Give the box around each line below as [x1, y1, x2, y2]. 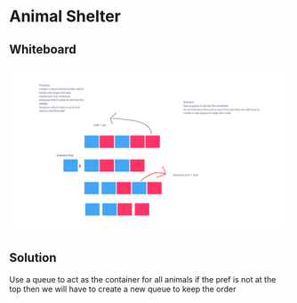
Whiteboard [9, 42, 77, 57]
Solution [9, 250, 57, 266]
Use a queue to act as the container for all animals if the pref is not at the [9, 274, 277, 284]
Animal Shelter [9, 6, 122, 27]
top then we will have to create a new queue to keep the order [9, 283, 237, 294]
